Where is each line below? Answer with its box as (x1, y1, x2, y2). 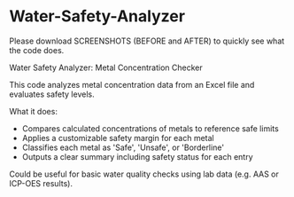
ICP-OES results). (9, 177, 73, 188)
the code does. (9, 44, 65, 55)
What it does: (9, 106, 58, 116)
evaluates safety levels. (9, 89, 95, 99)
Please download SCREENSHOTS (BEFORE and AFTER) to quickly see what (9, 35, 285, 46)
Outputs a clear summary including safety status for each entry (21, 151, 254, 162)
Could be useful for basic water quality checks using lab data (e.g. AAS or (9, 169, 279, 179)
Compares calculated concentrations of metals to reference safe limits (21, 122, 279, 134)
